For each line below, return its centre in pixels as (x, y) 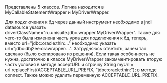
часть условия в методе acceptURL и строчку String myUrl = (69, 65)
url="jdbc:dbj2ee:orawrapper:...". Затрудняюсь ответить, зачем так (76, 49)
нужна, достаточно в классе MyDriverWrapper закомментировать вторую (84, 59)
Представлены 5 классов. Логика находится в (54, 7)
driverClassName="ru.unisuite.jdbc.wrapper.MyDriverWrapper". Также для (83, 33)
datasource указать (26, 27)
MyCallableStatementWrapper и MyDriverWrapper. (57, 12)
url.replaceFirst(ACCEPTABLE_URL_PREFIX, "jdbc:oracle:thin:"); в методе (81, 70)
